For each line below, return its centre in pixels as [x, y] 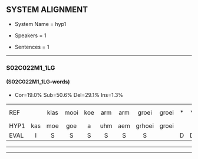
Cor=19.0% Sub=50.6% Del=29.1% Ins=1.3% [69, 95]
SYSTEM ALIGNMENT [47, 10]
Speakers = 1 [30, 35]
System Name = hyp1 [40, 24]
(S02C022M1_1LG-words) [38, 82]
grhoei [145, 125]
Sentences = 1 [32, 47]
